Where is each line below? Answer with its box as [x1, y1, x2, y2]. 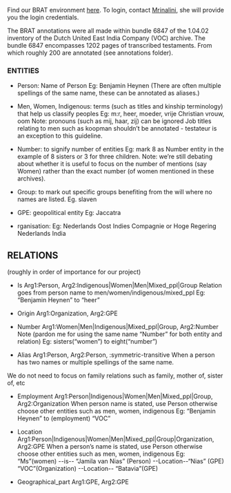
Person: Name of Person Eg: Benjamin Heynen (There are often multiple [17, 82, 222, 90]
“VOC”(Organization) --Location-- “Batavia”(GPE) [17, 465, 159, 473]
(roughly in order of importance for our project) [7, 268, 141, 276]
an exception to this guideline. [17, 131, 103, 140]
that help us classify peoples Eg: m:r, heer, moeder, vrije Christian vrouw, [17, 110, 225, 118]
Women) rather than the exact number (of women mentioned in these [17, 167, 214, 176]
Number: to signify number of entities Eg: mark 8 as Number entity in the [17, 145, 224, 154]
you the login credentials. [7, 13, 79, 21]
